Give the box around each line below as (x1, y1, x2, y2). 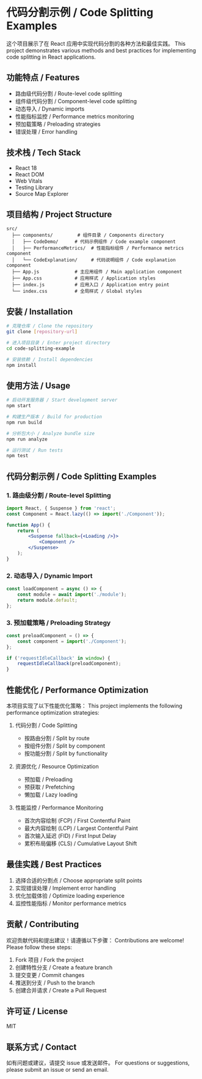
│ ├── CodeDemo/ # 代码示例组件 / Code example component (12, 239, 176, 245)
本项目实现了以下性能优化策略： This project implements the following (6, 702, 183, 709)
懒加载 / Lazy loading (24, 791, 78, 798)
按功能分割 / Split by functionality (24, 749, 108, 757)
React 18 (15, 164, 37, 171)
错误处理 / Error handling (15, 128, 78, 135)
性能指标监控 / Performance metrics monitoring (15, 112, 134, 120)
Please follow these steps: (6, 944, 72, 951)
